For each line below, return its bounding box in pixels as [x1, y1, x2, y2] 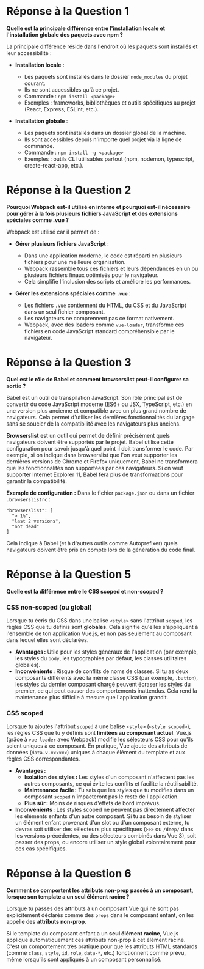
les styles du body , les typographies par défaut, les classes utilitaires [15, 655, 187, 662]
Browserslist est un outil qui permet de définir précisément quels [6, 432, 171, 439]
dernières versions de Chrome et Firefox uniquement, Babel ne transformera [6, 457, 198, 465]
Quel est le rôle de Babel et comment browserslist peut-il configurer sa [6, 375, 189, 383]
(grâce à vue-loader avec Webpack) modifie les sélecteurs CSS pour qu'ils [6, 735, 194, 743]
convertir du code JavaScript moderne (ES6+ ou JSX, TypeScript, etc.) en [6, 400, 192, 408]
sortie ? [6, 382, 26, 389]
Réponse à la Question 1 [6, 4, 130, 18]
